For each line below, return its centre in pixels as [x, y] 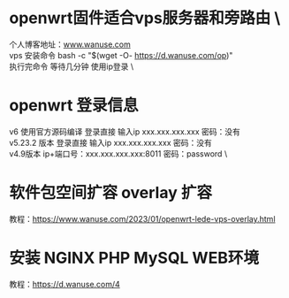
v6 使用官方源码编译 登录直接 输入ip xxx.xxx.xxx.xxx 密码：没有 [125, 131]
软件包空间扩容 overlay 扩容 [110, 193]
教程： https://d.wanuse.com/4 [65, 284]
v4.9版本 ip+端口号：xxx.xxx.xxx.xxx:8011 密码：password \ [118, 153]
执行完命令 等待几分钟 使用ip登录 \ [72, 66]
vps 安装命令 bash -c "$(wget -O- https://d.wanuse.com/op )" [121, 55]
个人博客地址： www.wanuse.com [70, 44]
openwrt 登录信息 [74, 106]
